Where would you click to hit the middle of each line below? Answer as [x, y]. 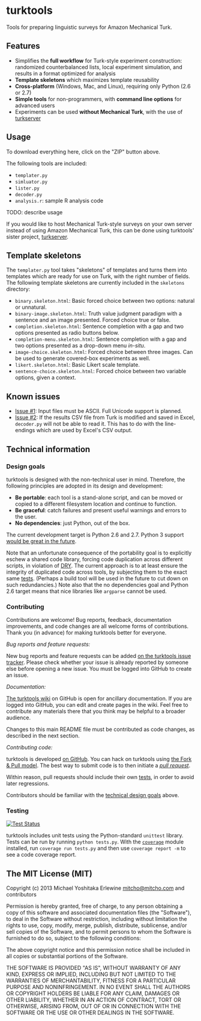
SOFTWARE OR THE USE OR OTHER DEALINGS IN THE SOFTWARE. [90, 1013]
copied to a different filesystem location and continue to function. [96, 504]
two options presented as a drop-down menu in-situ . [80, 346]
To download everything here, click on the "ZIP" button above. [83, 152]
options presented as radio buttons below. [67, 333]
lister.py [27, 188]
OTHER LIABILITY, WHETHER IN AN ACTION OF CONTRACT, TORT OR [94, 1000]
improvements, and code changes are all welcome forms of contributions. [97, 626]
